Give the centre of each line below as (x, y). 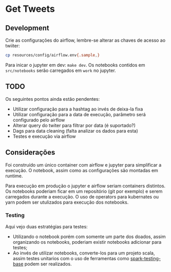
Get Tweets (30, 9)
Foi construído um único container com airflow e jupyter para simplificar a (83, 165)
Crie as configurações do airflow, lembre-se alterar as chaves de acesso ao (85, 40)
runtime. (14, 176)
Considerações (30, 152)
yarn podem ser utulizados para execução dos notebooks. (67, 202)
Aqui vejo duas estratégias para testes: (47, 226)
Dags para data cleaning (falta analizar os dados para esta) (75, 131)
